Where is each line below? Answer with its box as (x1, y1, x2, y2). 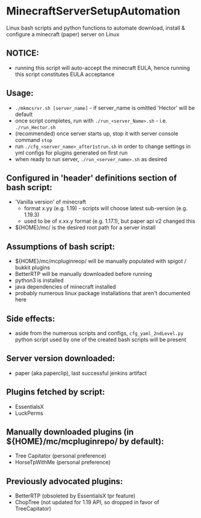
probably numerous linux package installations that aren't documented (14, 290, 191, 297)
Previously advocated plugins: (6, 476, 123, 487)
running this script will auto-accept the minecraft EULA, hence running (14, 64, 190, 71)
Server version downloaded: (6, 353, 116, 363)
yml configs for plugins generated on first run (14, 149, 128, 156)
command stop (14, 136, 52, 143)
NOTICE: (6, 48, 39, 59)
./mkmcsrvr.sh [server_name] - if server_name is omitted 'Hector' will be (14, 104, 196, 111)
